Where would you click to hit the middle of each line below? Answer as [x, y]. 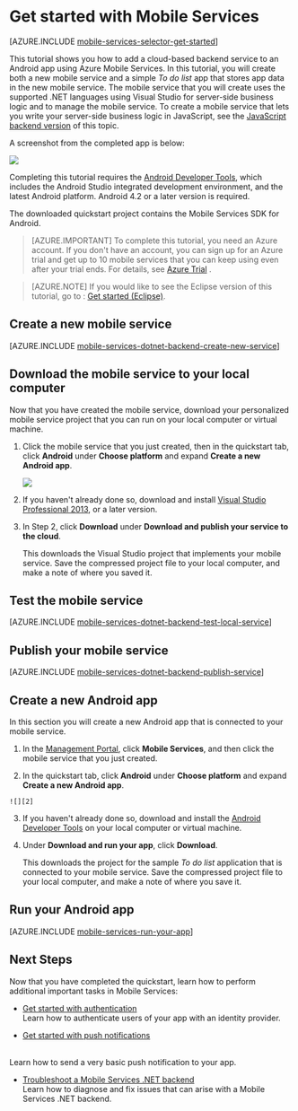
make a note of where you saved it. [87, 573]
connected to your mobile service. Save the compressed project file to [152, 872]
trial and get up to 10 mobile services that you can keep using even [155, 259]
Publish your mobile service [89, 650]
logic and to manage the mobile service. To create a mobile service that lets [149, 106]
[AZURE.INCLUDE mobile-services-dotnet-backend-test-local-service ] [140, 622]
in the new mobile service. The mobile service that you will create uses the [147, 87]
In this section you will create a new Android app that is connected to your [146, 722]
